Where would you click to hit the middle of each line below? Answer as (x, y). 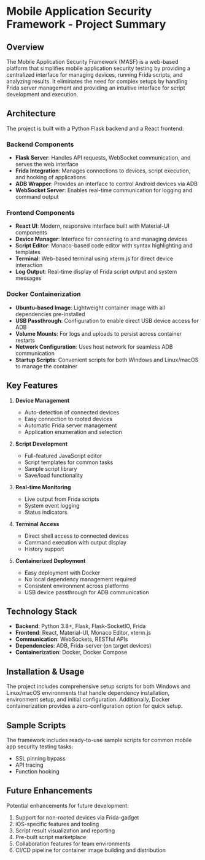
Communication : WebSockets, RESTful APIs (72, 639)
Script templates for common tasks (69, 462)
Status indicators (46, 512)
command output (37, 197)
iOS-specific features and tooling (57, 824)
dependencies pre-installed (50, 314)
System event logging (52, 505)
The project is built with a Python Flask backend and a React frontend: (95, 128)
